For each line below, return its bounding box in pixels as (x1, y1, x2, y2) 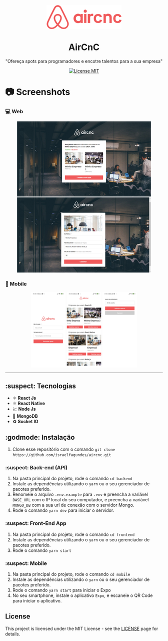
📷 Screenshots (5, 86, 70, 98)
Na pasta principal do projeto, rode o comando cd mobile (12, 571, 130, 577)
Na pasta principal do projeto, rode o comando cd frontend (12, 531, 135, 537)
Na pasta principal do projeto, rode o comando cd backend (12, 475, 132, 482)
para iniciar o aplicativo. (12, 598, 62, 604)
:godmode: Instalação (5, 433, 75, 442)
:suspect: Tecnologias (5, 382, 76, 390)
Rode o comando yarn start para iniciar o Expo (12, 587, 111, 593)
